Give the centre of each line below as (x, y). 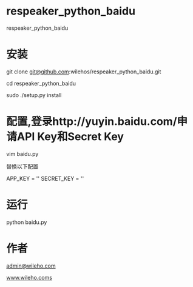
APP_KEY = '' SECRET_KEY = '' (45, 178)
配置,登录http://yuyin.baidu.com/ (92, 122)
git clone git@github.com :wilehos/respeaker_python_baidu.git (84, 72)
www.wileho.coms (29, 277)
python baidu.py (27, 222)
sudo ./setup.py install (34, 95)
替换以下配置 (22, 166)
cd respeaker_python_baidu (41, 83)
